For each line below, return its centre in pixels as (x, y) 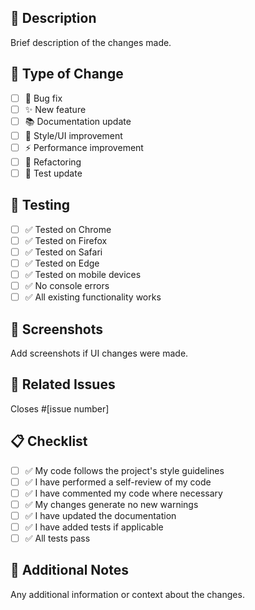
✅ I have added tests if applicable (94, 527)
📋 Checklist (49, 441)
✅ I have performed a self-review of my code (118, 482)
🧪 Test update (53, 173)
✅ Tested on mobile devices (83, 274)
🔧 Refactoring (53, 162)
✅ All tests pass (57, 538)
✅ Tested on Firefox (66, 240)
